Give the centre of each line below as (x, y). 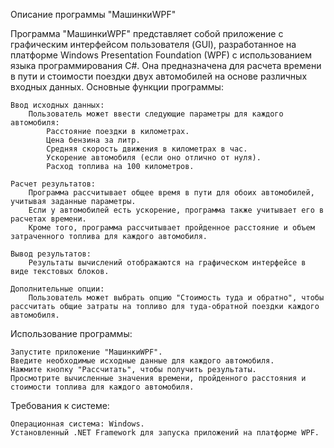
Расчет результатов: (53, 184)
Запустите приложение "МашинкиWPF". (86, 352)
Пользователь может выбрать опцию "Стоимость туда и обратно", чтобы (176, 298)
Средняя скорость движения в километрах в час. (147, 149)
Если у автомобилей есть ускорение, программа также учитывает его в (176, 210)
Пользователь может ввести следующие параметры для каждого (156, 114)
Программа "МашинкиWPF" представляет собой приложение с (147, 33)
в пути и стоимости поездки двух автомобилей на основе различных (159, 76)
